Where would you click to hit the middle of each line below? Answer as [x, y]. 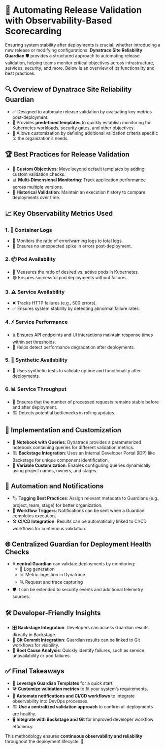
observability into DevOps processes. [50, 701]
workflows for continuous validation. [49, 529]
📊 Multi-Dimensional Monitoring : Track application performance [79, 180]
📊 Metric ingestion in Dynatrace [52, 575]
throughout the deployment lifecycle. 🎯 [45, 741]
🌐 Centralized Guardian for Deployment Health [78, 544]
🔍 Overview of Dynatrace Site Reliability [68, 89]
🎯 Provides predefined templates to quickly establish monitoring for [82, 122]
